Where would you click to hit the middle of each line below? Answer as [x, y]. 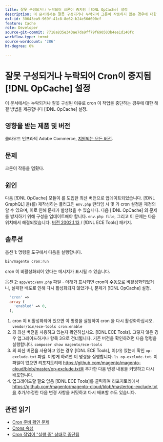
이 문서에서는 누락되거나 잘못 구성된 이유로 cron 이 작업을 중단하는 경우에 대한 [79, 103]
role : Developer [21, 28]
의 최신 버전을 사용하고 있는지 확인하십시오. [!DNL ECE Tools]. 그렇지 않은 [83, 332]
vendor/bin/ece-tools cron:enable [47, 327]
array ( [17, 302]
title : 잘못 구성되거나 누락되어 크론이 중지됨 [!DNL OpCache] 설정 [66, 10]
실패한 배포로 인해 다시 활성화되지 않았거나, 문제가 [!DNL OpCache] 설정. [81, 288]
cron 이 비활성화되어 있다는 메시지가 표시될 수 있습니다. [58, 271]
